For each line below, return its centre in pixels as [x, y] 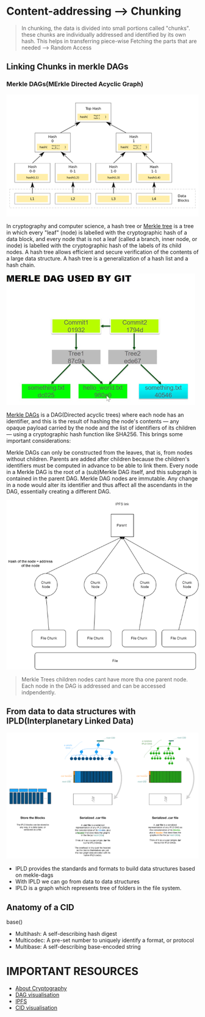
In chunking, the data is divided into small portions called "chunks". [106, 28]
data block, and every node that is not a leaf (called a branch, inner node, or [102, 239]
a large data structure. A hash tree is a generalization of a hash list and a [97, 259]
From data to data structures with [71, 712]
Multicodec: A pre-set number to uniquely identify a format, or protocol [104, 940]
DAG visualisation [37, 994]
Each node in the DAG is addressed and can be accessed [93, 686]
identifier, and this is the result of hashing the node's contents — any [93, 422]
